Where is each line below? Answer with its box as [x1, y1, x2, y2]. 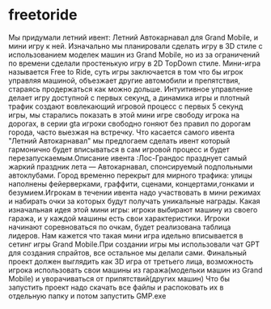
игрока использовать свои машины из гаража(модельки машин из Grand [8, 265, 263, 275]
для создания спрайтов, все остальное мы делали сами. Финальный [8, 247, 247, 257]
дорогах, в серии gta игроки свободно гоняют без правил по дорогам [8, 118, 251, 128]
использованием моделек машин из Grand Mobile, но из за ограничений [8, 49, 260, 59]
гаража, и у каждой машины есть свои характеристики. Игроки [8, 213, 231, 223]
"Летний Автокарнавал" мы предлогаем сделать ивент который [8, 135, 231, 145]
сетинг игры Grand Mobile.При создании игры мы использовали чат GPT [8, 239, 260, 249]
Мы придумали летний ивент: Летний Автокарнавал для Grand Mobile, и [8, 32, 259, 42]
